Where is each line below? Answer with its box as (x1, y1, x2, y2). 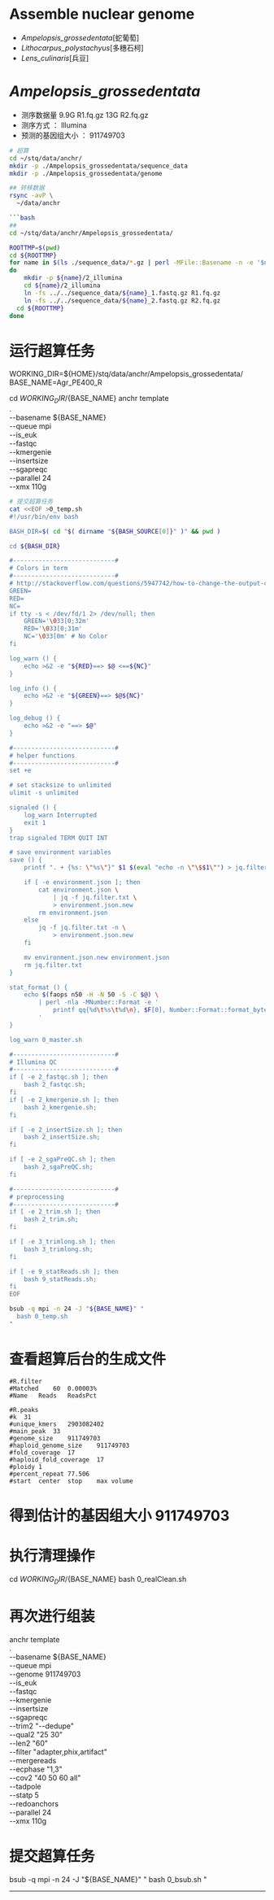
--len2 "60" (9, 1738, 48, 1748)
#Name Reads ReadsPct (9, 1392, 97, 1400)
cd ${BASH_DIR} (9, 542, 61, 550)
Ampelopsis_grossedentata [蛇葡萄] (20, 33, 140, 42)
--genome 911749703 (9, 1669, 81, 1679)
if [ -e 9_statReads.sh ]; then (9, 1267, 119, 1275)
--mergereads (9, 1755, 57, 1765)
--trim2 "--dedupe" (9, 1721, 75, 1731)
